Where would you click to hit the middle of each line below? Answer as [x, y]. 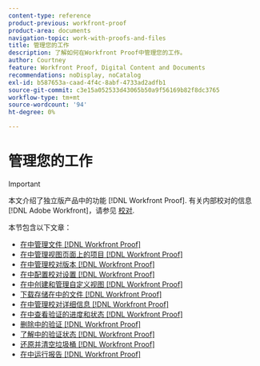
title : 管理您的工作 [39, 46]
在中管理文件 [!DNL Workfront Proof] [80, 244]
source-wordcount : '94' [48, 105]
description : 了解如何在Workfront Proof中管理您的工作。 [97, 53]
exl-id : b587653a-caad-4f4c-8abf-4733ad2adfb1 [87, 82]
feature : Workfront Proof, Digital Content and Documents [107, 68]
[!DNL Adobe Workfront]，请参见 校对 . [72, 210]
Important [24, 184]
